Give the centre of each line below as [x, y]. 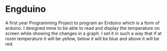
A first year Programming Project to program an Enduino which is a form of [82, 23]
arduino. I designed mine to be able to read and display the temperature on [82, 28]
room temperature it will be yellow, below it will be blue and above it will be [82, 39]
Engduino [26, 9]
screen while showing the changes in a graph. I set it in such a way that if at [83, 33]
